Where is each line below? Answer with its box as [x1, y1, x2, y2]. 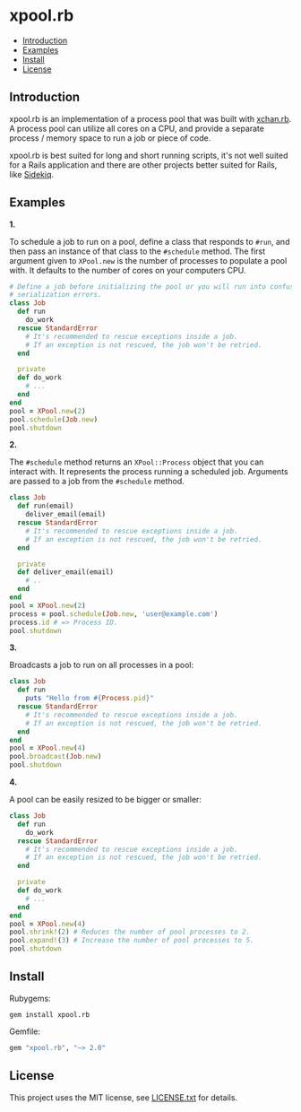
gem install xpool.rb [9, 1010, 90, 1019]
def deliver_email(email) [17, 568, 115, 577]
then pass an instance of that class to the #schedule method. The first [9, 246, 266, 256]
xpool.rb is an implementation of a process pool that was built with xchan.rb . [9, 113, 292, 124]
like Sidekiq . [9, 169, 55, 179]
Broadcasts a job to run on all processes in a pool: [9, 660, 194, 671]
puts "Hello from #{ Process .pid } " [25, 694, 154, 703]
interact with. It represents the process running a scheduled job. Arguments [9, 466, 288, 477]
